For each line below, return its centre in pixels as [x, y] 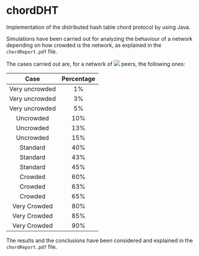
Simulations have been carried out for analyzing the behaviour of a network [99, 38]
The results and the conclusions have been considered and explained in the [99, 240]
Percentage [79, 79]
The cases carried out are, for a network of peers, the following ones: [96, 64]
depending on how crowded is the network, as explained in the [84, 45]
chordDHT [32, 11]
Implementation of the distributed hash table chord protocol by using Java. [98, 27]
